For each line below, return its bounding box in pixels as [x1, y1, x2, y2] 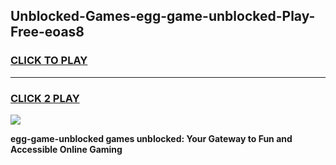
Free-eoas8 [10, 24, 85, 41]
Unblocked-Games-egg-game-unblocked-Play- [10, 8, 316, 25]
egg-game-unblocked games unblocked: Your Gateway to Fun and [10, 132, 293, 144]
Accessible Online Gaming [10, 143, 123, 155]
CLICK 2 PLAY [10, 91, 80, 105]
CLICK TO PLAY [10, 54, 88, 68]
